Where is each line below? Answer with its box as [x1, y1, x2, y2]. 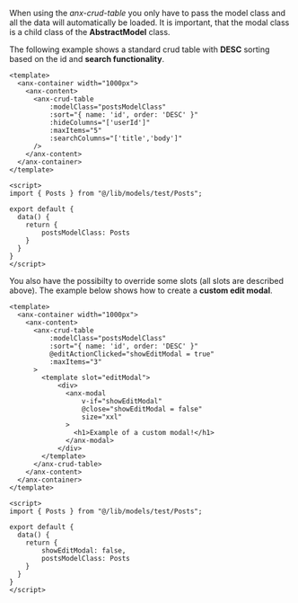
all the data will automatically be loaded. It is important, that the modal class [9, 17, 290, 28]
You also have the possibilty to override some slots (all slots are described [9, 276, 285, 286]
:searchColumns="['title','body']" [48, 134, 182, 143]
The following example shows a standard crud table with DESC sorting [9, 44, 270, 55]
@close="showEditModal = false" [81, 404, 203, 413]
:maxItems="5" [48, 126, 102, 135]
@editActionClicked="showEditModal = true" [48, 350, 215, 359]
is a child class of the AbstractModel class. [9, 27, 171, 37]
